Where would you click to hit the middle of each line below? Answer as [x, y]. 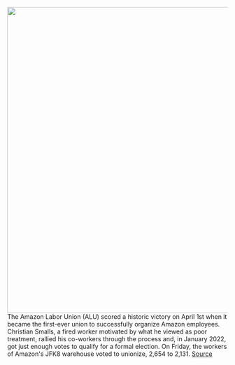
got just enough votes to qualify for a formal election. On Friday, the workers [117, 346]
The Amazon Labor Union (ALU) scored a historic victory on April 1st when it [117, 317]
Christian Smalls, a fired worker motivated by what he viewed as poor [107, 331]
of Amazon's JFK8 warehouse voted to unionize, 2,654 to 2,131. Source [110, 354]
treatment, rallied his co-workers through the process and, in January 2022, [117, 339]
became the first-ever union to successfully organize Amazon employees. [114, 324]
